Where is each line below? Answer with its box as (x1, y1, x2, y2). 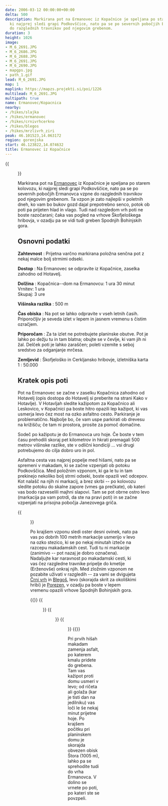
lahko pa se (67, 758, 91, 764)
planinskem (67, 731, 91, 737)
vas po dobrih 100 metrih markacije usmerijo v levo (30, 534, 135, 540)
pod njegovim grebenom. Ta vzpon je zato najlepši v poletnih (17, 196, 143, 202)
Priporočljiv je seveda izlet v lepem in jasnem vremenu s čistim (17, 316, 146, 322)
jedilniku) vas (67, 699, 95, 705)
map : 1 (5, 82, 19, 87)
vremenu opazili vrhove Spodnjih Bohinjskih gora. (30, 587, 132, 593)
